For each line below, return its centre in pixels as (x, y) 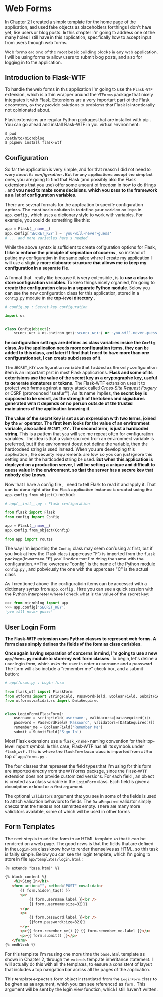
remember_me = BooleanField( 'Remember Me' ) (58, 727)
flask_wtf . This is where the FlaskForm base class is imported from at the (79, 751)
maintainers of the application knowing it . (48, 409)
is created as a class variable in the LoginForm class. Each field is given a (77, 781)
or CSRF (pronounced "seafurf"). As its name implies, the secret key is (76, 393)
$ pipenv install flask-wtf (33, 142)
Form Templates (30, 827)
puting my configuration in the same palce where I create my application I (78, 258)
